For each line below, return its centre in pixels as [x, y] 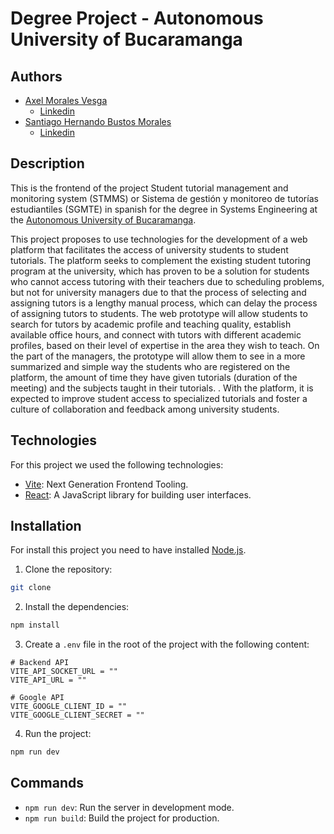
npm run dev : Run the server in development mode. [129, 807]
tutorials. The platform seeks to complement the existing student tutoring [161, 260]
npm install [35, 625]
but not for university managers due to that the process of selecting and [158, 292]
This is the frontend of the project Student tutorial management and [149, 188]
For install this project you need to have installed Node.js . [128, 550]
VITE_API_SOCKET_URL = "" [64, 672]
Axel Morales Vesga [66, 100]
